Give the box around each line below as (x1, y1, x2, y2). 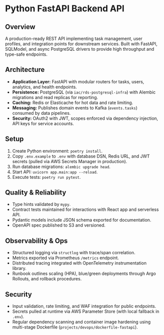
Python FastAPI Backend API (5, 3, 125, 14)
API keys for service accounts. (12, 120, 74, 126)
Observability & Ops (5, 236, 68, 245)
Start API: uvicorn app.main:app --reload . (12, 168, 98, 175)
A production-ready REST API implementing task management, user (5, 35, 142, 41)
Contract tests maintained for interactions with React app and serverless (12, 206, 159, 212)
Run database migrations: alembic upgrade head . (12, 164, 110, 169)
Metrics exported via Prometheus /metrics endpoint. (12, 255, 119, 261)
